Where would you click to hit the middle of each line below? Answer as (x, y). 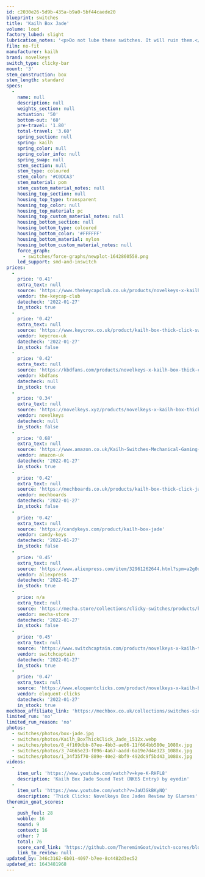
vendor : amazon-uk (41, 455)
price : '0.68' (35, 438)
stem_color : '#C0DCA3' (46, 177)
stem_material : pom (42, 183)
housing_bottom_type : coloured (57, 228)
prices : (16, 268)
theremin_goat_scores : (35, 802)
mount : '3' (20, 69)
